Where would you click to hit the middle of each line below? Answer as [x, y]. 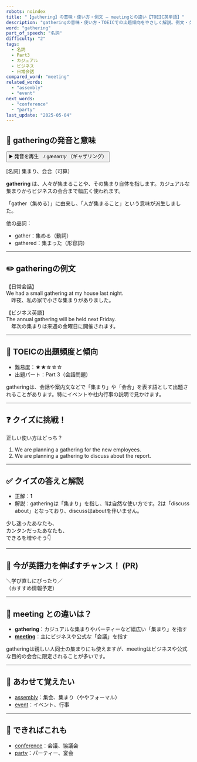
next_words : [21, 98]
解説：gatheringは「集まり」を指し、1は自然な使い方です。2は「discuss [102, 504]
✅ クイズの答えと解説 [45, 481]
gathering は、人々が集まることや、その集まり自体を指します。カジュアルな [98, 184]
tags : [13, 45]
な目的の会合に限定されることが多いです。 [57, 656]
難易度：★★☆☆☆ [38, 367]
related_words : [25, 83]
